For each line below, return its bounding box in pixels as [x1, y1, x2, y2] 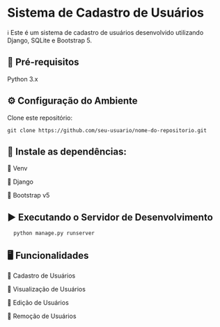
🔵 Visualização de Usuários [7, 285, 86, 293]
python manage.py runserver [13, 230, 95, 237]
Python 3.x [7, 74, 38, 83]
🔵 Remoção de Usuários [7, 312, 77, 320]
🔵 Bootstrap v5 [7, 191, 50, 200]
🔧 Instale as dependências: [7, 145, 127, 157]
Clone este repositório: [7, 113, 73, 122]
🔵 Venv [7, 164, 28, 173]
